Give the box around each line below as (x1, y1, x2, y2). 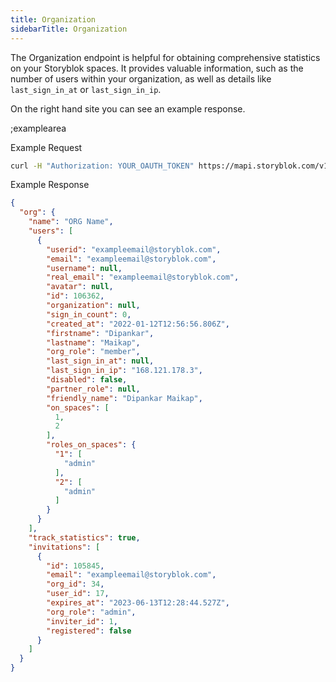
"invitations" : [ (28, 542, 101, 552)
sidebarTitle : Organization (10, 24, 128, 34)
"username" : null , (46, 263, 123, 273)
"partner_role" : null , (46, 384, 141, 394)
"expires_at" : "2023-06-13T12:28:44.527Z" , (46, 598, 230, 608)
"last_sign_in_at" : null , (46, 356, 155, 366)
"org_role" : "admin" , (46, 607, 137, 617)
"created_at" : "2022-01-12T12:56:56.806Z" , (46, 319, 230, 329)
